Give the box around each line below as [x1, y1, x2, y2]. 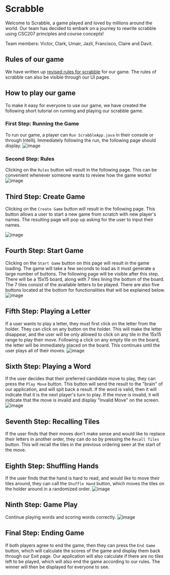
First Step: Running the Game [5, 120, 80, 127]
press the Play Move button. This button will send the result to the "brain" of [5, 381, 163, 387]
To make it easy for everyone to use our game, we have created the [5, 102, 147, 108]
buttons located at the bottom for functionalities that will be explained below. [5, 287, 165, 293]
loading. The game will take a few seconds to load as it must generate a [5, 265, 155, 272]
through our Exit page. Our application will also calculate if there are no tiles [5, 553, 164, 559]
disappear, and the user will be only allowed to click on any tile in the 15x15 [5, 331, 161, 337]
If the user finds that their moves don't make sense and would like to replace [5, 431, 165, 437]
